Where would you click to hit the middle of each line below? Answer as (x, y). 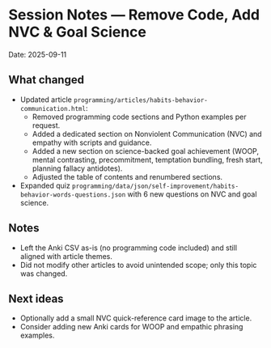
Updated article (46, 100)
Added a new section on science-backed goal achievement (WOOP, (146, 151)
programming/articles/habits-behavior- (141, 100)
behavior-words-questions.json (73, 195)
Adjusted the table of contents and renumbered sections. (127, 176)
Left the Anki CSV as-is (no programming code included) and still (128, 248)
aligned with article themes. (66, 256)
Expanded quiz (45, 185)
